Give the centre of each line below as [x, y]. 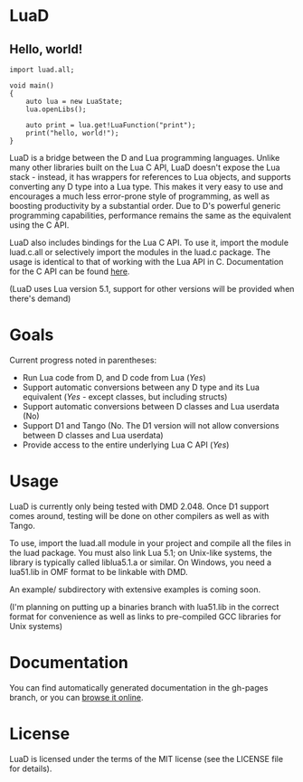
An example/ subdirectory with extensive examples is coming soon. [135, 589]
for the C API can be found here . [70, 271]
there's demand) [40, 298]
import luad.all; [42, 70]
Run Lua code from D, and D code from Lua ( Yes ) [114, 377]
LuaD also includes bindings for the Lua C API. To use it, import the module [149, 242]
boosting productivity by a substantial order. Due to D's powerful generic [145, 206]
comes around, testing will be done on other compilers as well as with [139, 515]
